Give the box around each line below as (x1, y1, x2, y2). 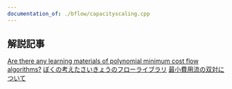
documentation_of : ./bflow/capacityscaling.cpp (7, 10, 151, 18)
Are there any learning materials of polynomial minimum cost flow (7, 57, 199, 65)
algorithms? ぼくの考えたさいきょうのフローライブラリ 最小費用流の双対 (7, 65, 219, 74)
